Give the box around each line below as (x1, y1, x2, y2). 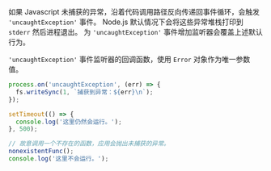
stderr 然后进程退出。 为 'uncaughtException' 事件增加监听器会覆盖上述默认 (8, 27, 263, 36)
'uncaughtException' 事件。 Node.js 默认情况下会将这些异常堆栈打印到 (8, 17, 244, 27)
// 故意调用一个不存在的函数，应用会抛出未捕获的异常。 (8, 140, 170, 148)
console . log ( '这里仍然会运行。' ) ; (15, 118, 123, 126)
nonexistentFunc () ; (8, 148, 74, 156)
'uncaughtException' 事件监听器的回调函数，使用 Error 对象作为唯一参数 (8, 55, 251, 64)
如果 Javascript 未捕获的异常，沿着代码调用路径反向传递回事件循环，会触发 (8, 7, 260, 16)
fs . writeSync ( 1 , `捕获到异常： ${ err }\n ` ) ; (15, 88, 154, 96)
